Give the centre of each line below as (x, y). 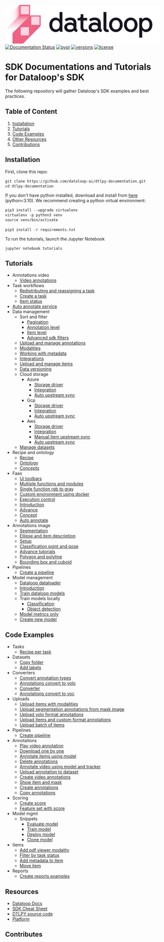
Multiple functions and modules (51, 484)
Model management (32, 578)
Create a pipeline (37, 572)
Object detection (44, 609)
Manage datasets (37, 447)
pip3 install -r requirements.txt (41, 230)
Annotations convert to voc (47, 694)
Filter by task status (40, 855)
